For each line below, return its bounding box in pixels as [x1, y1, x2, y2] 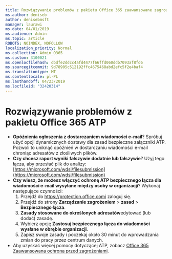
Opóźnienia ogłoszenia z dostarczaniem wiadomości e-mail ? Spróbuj [12, 134, 163, 140]
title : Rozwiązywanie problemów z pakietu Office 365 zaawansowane [5, 7, 153, 13]
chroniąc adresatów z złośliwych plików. [12, 149, 98, 156]
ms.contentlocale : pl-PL [5, 74, 58, 79]
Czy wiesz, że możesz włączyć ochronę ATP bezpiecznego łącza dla [12, 177, 162, 183]
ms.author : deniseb [5, 12, 47, 17]
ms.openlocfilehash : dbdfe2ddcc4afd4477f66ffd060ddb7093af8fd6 [5, 60, 143, 65]
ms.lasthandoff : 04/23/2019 [5, 79, 66, 84]
